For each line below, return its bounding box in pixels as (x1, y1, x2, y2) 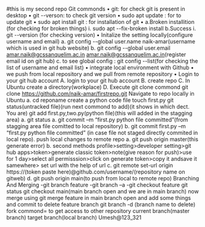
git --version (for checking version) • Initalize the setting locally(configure (6, 31, 193, 39)
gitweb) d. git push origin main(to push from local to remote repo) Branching (6, 175, 199, 182)
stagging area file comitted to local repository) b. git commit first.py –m (6, 123, 186, 129)
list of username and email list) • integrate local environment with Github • (6, 64, 195, 71)
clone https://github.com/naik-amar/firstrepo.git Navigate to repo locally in (6, 90, 195, 97)
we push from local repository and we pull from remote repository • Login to (6, 71, 199, 77)
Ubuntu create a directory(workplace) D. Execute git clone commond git (6, 83, 188, 91)
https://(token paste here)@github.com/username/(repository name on (6, 168, 185, 175)
